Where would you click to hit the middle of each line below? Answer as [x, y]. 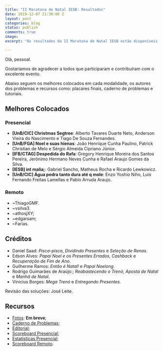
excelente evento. [23, 74]
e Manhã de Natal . [31, 276]
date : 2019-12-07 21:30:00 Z [35, 14]
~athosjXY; [23, 213]
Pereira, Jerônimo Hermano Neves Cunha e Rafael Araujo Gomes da [81, 159]
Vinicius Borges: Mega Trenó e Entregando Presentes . [66, 281]
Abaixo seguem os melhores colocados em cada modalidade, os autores [78, 83]
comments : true [20, 32]
